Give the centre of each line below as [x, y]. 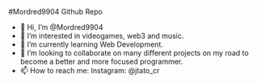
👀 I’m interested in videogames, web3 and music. [102, 36]
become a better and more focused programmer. [101, 61]
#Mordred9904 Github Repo [55, 12]
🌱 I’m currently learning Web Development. [91, 44]
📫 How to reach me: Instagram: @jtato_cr [90, 71]
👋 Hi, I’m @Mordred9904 [61, 27]
